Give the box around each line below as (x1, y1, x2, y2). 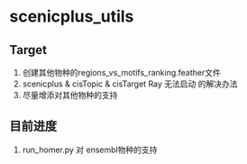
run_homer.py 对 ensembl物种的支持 (22, 144, 158, 155)
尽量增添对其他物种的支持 (22, 90, 118, 100)
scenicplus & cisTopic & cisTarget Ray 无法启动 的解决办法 (22, 78, 238, 89)
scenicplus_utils (9, 6, 134, 27)
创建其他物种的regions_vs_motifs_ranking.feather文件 (22, 68, 221, 77)
